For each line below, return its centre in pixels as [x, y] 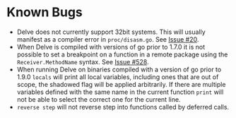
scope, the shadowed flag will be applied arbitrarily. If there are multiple [121, 84]
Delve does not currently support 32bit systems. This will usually [111, 32]
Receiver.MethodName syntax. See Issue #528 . [83, 61]
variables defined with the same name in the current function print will [120, 92]
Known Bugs [45, 12]
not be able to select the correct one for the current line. [99, 99]
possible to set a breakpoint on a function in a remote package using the [122, 54]
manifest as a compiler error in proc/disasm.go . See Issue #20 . [108, 39]
